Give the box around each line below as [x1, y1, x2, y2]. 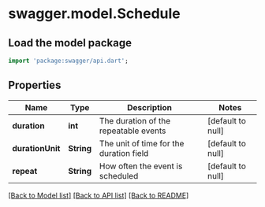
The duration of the [99, 115, 171, 126]
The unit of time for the [99, 138, 185, 149]
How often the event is [99, 161, 183, 172]
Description [127, 102, 172, 113]
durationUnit [12, 142, 61, 153]
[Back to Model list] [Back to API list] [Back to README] [8, 190, 189, 200]
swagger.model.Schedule [8, 5, 181, 23]
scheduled [99, 170, 139, 181]
